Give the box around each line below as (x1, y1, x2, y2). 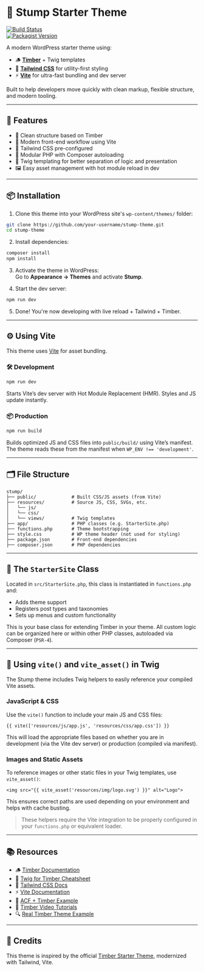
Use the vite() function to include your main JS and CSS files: (6, 711, 163, 718)
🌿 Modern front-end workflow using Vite (15, 138, 117, 145)
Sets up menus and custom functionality (15, 611, 117, 619)
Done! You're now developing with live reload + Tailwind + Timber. (15, 307, 181, 315)
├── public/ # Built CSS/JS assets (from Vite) (6, 494, 162, 500)
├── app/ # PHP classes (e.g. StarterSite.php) (6, 520, 170, 527)
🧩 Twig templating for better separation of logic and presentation (15, 158, 177, 165)
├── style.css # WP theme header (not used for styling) (6, 531, 181, 537)
